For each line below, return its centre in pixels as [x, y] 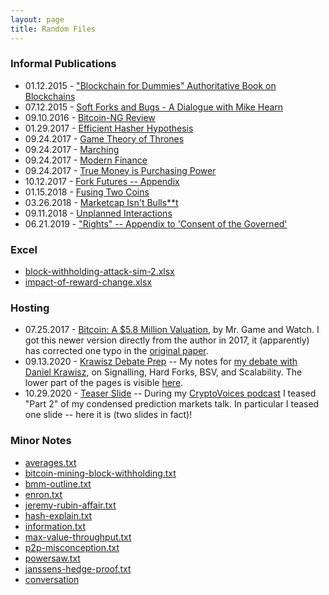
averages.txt [50, 462]
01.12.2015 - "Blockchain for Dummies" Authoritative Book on [150, 85]
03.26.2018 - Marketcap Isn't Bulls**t [101, 202]
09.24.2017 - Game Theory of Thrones [104, 138]
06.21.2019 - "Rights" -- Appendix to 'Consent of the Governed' [156, 223]
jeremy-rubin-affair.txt [70, 505]
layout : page [37, 19]
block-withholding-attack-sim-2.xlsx [99, 272]
